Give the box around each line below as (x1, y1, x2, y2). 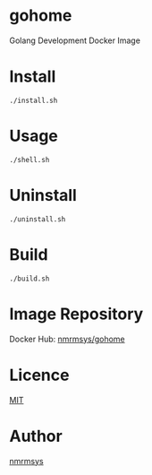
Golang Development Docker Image (9, 35, 141, 46)
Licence (9, 365, 70, 385)
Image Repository (9, 304, 144, 324)
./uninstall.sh (9, 214, 66, 224)
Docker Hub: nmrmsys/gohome (9, 333, 125, 344)
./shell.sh (9, 155, 50, 164)
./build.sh (9, 274, 50, 283)
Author (9, 426, 63, 446)
